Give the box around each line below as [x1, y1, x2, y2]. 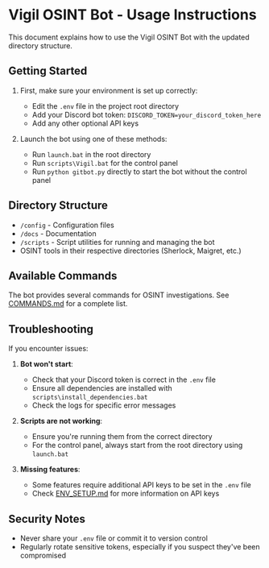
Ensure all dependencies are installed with [31, 384, 173, 393]
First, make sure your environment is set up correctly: [19, 85, 198, 95]
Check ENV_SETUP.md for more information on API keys [31, 489, 220, 499]
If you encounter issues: [8, 344, 89, 354]
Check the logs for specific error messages [31, 400, 176, 410]
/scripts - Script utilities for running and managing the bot [19, 237, 215, 247]
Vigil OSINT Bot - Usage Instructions [8, 6, 257, 24]
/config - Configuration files [19, 220, 114, 230]
